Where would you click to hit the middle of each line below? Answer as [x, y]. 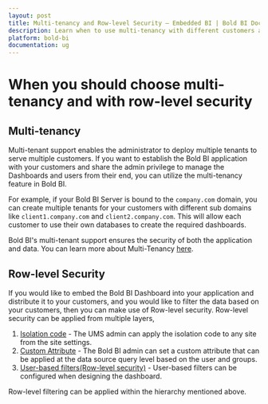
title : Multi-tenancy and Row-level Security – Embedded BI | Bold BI [128, 23]
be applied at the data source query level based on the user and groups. [138, 359]
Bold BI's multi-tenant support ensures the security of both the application [130, 241]
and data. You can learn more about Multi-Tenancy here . [101, 249]
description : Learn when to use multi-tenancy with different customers [132, 30]
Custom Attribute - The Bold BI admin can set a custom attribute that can [140, 351]
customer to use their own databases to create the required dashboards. [128, 225]
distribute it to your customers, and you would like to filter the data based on [134, 301]
